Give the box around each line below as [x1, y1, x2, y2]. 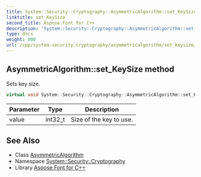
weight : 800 [6, 36, 36, 42]
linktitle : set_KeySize [6, 14, 66, 20]
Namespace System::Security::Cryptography [14, 158, 126, 165]
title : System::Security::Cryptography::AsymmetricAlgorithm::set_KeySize [6, 8, 197, 15]
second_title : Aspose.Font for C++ [6, 20, 95, 26]
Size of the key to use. [71, 115, 133, 123]
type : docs [6, 31, 33, 37]
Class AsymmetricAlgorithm [14, 151, 84, 158]
